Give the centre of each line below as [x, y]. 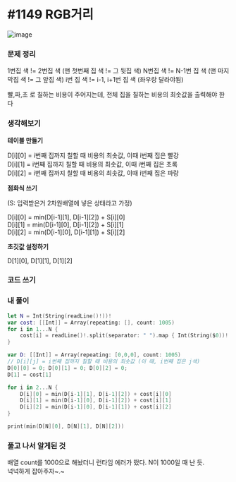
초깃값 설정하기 [28, 246]
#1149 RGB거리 [50, 14]
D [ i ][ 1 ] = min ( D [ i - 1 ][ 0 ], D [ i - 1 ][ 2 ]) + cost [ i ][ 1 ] [96, 400]
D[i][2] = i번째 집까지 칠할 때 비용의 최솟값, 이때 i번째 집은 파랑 [93, 173]
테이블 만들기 [25, 140]
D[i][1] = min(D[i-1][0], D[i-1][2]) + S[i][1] [66, 224]
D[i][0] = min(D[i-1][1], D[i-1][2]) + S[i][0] [66, 217]
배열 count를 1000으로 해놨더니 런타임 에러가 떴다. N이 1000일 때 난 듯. [106, 462]
